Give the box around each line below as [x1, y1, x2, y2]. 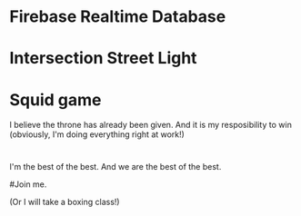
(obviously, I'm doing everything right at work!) [9, 129, 185, 140]
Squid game [9, 89, 102, 110]
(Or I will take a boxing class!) [9, 196, 120, 207]
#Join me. [9, 179, 47, 190]
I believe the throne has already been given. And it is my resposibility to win [9, 120, 293, 131]
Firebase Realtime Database [9, 6, 226, 27]
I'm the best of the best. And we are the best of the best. [9, 161, 222, 172]
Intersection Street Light [9, 48, 197, 69]
